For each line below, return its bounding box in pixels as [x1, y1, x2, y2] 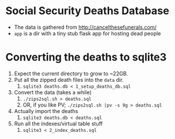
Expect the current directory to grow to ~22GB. [14, 69, 129, 77]
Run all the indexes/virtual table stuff [14, 120, 103, 127]
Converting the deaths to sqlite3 [5, 51, 167, 64]
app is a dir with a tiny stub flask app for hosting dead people [14, 29, 161, 37]
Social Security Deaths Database [5, 4, 170, 18]
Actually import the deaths [14, 107, 79, 114]
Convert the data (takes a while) [14, 88, 92, 95]
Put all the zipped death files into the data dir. [14, 76, 124, 83]
